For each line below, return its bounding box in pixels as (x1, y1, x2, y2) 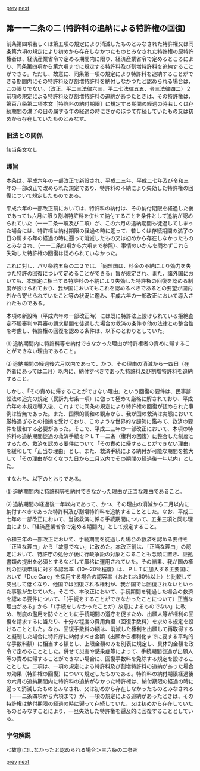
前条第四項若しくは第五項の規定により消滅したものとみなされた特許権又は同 (6, 40, 194, 47)
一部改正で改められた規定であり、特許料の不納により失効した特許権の (16, 185, 189, 192)
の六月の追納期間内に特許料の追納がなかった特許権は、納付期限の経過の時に (6, 678, 194, 685)
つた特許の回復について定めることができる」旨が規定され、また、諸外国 (6, 270, 183, 277)
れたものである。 (6, 299, 48, 307)
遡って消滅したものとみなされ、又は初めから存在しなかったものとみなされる (6, 685, 194, 692)
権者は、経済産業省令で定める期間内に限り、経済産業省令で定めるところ (6, 55, 183, 62)
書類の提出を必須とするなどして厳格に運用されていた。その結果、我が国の (6, 558, 189, 565)
